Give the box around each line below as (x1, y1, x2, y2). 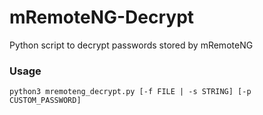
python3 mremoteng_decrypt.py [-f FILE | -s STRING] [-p (9, 87, 252, 97)
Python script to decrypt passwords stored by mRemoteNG (9, 39, 254, 51)
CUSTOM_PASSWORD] (9, 96, 82, 106)
